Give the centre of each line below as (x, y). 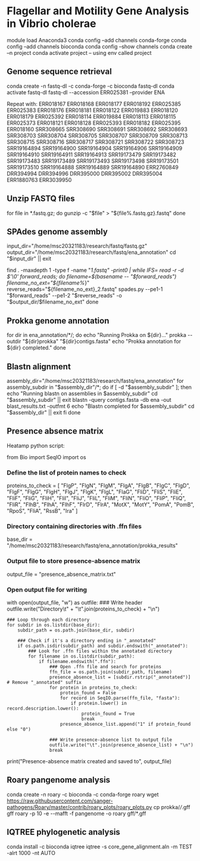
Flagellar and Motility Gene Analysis (98, 11)
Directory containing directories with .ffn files (74, 526)
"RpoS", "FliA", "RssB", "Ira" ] (42, 511)
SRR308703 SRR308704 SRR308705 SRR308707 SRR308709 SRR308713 (97, 135)
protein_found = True (108, 714)
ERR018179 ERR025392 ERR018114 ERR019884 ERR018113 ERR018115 (91, 116)
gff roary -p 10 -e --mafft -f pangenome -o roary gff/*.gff (76, 813)
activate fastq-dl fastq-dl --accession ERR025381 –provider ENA (86, 92)
